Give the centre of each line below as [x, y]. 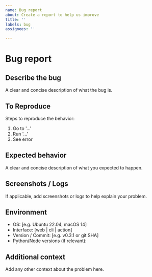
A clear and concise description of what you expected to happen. [74, 167]
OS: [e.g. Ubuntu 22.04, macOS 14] [50, 225]
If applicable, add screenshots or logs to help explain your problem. [76, 196]
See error [23, 139]
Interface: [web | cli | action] [42, 230]
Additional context [35, 257]
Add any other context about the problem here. [55, 269]
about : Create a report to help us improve [52, 15]
